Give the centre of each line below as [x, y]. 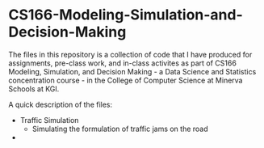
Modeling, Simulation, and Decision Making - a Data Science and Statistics [132, 71]
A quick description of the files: [61, 104]
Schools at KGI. [34, 89]
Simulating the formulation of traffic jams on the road [120, 129]
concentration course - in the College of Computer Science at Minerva [126, 80]
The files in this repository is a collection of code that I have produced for [130, 54]
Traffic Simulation [49, 120]
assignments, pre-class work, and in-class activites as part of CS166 [122, 63]
